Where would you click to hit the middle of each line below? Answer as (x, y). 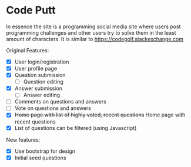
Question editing (43, 82)
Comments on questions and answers (61, 102)
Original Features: (28, 50)
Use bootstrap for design (45, 151)
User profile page (36, 69)
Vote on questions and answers (53, 108)
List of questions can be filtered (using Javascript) (76, 128)
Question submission (40, 75)
